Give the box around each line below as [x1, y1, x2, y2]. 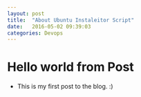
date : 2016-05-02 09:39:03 [7, 23, 91, 30]
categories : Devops [7, 29, 64, 37]
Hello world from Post [7, 60, 135, 75]
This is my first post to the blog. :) [17, 82, 113, 91]
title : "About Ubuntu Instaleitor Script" [7, 17, 135, 24]
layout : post [7, 10, 45, 17]
